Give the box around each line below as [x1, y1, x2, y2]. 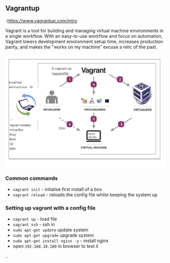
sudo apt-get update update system [12, 227, 89, 233]
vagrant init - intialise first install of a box [12, 186, 102, 193]
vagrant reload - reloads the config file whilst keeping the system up [12, 192, 158, 198]
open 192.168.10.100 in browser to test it [12, 243, 99, 249]
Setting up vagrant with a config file [5, 204, 96, 211]
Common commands [5, 175, 58, 182]
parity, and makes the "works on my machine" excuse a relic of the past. [5, 43, 158, 50]
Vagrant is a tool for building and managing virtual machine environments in [5, 28, 164, 34]
